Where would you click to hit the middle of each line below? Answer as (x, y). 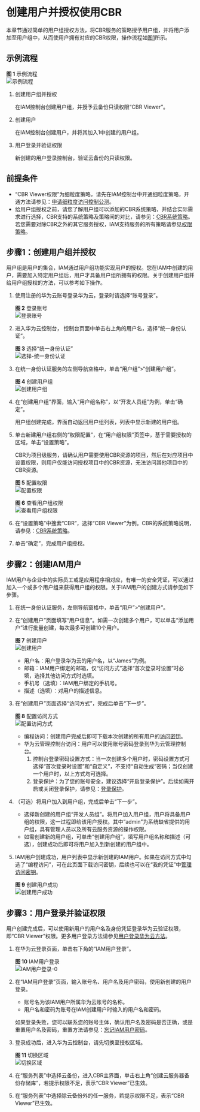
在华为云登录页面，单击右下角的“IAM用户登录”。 (74, 949)
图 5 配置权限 (31, 483)
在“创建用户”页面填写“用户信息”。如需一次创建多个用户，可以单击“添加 (102, 620)
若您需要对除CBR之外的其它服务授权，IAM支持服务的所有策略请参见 (98, 224)
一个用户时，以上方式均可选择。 (72, 774)
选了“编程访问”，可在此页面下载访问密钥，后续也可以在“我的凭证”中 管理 (103, 864)
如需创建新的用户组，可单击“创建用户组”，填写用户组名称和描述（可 (107, 837)
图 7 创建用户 (31, 641)
